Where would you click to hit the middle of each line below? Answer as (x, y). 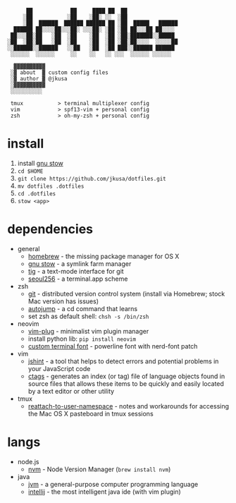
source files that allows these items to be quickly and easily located (126, 383)
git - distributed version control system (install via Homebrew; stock (126, 293)
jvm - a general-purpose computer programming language (113, 484)
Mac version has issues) (63, 301)
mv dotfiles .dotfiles (51, 186)
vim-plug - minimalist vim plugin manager (88, 331)
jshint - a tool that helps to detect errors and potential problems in (123, 361)
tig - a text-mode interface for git (76, 271)
